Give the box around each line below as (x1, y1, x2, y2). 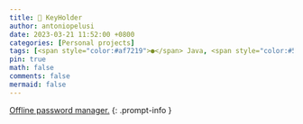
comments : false (9, 72, 70, 81)
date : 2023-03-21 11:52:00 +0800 (9, 30, 135, 39)
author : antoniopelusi (9, 22, 95, 31)
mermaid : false (9, 80, 67, 89)
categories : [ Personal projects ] (9, 38, 135, 48)
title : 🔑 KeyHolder (9, 13, 83, 22)
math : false (9, 64, 54, 73)
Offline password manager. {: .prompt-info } (9, 104, 172, 115)
